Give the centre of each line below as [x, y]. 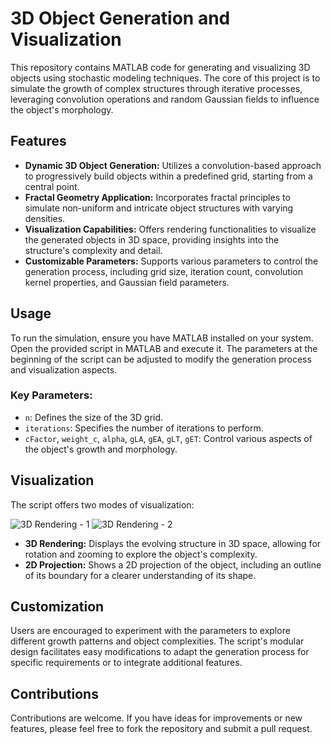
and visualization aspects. [64, 369]
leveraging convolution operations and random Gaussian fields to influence [165, 99]
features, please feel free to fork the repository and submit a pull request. [161, 729]
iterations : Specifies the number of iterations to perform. [144, 428]
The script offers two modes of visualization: [102, 504]
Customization [57, 607]
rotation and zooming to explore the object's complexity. [141, 554]
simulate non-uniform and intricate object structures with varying [159, 208]
